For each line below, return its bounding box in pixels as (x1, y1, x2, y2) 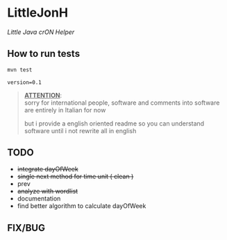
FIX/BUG (7, 222, 45, 234)
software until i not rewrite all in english (24, 126, 137, 135)
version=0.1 (7, 78, 42, 86)
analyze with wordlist (17, 187, 78, 196)
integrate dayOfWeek (17, 165, 78, 173)
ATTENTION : (24, 91, 62, 99)
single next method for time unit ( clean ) (17, 172, 134, 181)
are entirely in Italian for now (24, 105, 106, 114)
